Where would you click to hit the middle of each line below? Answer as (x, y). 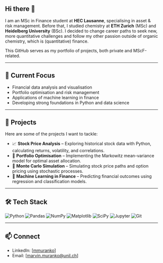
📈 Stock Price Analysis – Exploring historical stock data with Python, (81, 144)
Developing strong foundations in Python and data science (71, 103)
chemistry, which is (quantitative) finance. (47, 41)
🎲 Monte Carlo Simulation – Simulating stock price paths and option (80, 166)
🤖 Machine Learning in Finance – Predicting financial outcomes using (82, 176)
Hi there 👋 (20, 9)
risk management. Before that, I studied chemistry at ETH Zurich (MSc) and (81, 26)
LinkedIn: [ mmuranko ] (34, 250)
